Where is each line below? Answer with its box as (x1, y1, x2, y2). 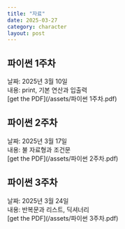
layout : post (7, 29, 45, 37)
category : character (7, 23, 68, 30)
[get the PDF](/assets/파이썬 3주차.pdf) (7, 214, 119, 222)
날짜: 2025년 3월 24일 (7, 196, 69, 205)
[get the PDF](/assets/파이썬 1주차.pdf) (7, 95, 117, 103)
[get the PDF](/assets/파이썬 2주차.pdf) (7, 154, 119, 163)
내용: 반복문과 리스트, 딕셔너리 (7, 205, 89, 214)
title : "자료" (7, 10, 45, 17)
